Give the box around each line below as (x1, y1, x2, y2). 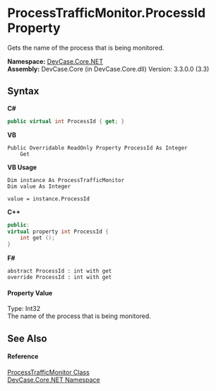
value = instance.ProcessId (7, 195, 90, 203)
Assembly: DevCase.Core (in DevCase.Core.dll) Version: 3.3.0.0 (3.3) (7, 64, 210, 73)
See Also (7, 332, 47, 344)
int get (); (20, 234, 55, 242)
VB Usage (7, 163, 37, 171)
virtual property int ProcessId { (7, 228, 109, 235)
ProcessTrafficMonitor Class (7, 368, 90, 376)
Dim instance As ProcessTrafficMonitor (7, 176, 125, 183)
